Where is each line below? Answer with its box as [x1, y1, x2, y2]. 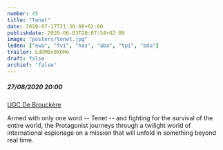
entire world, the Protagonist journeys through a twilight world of [7, 121, 191, 129]
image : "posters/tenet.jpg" [7, 36, 88, 43]
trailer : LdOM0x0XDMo [7, 49, 70, 56]
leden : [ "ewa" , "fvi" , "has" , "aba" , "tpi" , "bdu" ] [7, 42, 159, 49]
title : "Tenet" [7, 17, 51, 24]
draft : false [7, 55, 45, 62]
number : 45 [7, 10, 39, 17]
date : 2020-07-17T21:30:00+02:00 [7, 23, 104, 30]
